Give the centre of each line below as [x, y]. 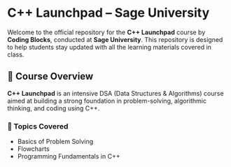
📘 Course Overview [50, 77]
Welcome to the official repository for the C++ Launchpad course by [106, 32]
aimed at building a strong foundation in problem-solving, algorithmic [107, 101]
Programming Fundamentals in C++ [69, 157]
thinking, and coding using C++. [54, 108]
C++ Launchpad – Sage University [108, 13]
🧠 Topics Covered [38, 126]
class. [16, 55]
